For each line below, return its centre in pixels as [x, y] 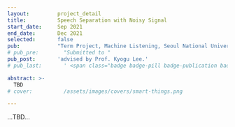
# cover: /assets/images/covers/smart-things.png [95, 91]
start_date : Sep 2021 [45, 27]
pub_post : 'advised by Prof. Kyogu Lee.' [78, 59]
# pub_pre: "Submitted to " [59, 53]
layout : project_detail [54, 14]
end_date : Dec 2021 [45, 33]
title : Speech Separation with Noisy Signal [87, 20]
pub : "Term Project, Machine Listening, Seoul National [108, 46]
